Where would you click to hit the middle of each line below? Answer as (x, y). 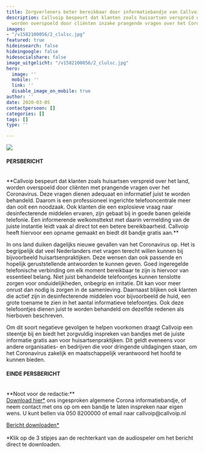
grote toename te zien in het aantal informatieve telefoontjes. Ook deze (95, 303)
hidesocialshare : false (36, 57)
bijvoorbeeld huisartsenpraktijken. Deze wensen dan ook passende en (94, 258)
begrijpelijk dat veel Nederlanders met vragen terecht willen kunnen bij (95, 251)
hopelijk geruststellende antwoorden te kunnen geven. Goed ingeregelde (97, 264)
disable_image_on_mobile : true (51, 91)
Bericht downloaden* (33, 425)
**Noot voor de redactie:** (41, 393)
